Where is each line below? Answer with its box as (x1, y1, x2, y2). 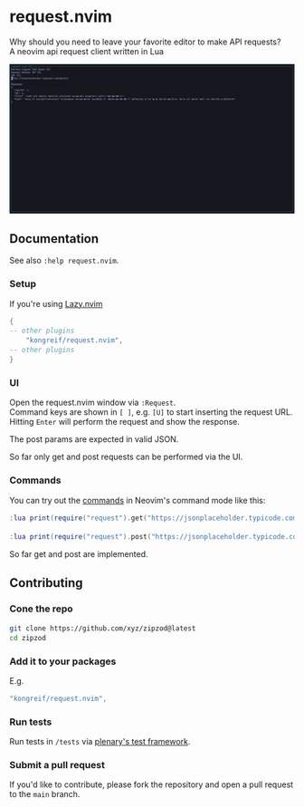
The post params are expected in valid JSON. (9, 434, 179, 445)
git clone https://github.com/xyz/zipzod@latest (9, 623, 196, 633)
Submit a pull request (9, 759, 106, 772)
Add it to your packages (9, 655, 117, 668)
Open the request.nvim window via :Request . (9, 397, 176, 408)
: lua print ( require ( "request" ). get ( (9, 514, 147, 523)
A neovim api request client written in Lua (9, 45, 165, 56)
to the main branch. (9, 789, 81, 800)
